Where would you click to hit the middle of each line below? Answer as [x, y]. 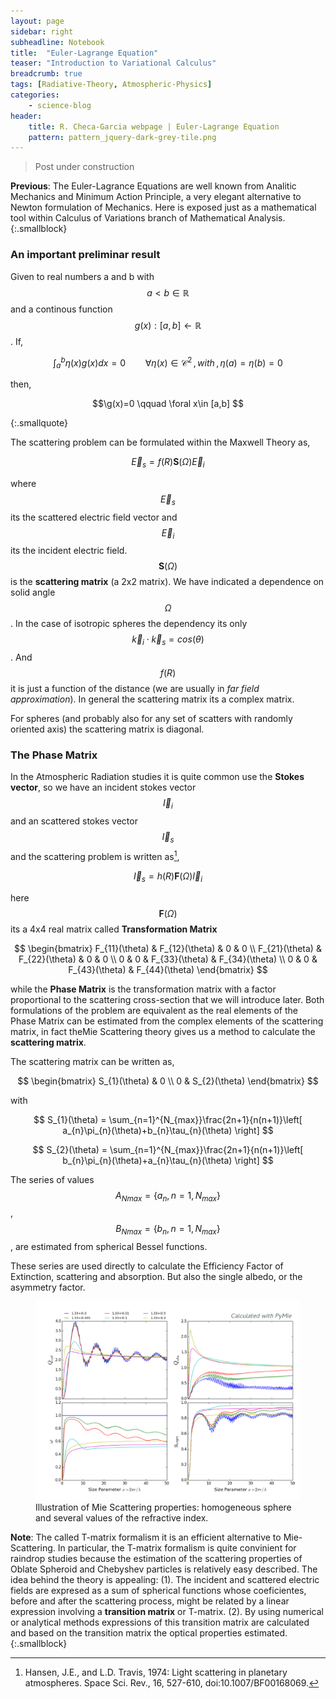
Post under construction [84, 167]
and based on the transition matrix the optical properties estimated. [149, 1633]
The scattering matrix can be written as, [92, 1061]
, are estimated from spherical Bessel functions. [109, 1247]
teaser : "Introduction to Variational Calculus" [113, 63]
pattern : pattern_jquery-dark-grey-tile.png [122, 137]
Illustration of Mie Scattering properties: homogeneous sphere [163, 1507]
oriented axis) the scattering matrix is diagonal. [107, 729]
